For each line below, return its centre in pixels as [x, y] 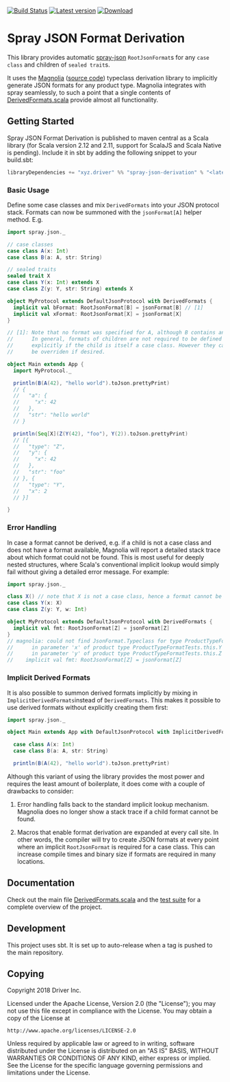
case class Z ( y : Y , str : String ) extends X [70, 289]
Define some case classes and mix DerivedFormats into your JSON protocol [113, 205]
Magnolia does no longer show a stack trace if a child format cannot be [117, 811]
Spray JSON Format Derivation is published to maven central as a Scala [108, 138]
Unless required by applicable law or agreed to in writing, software [101, 1044]
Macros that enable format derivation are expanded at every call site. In [118, 832]
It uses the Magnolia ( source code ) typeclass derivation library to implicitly [112, 78]
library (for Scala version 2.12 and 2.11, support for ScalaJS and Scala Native [114, 145]
